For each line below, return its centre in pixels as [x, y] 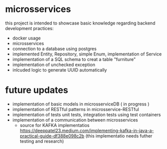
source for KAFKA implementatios [55, 125]
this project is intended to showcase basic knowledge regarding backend [80, 23]
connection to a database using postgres [54, 48]
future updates [37, 90]
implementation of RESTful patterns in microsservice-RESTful [76, 109]
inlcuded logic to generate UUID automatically [60, 70]
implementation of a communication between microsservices [75, 120]
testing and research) [42, 141]
